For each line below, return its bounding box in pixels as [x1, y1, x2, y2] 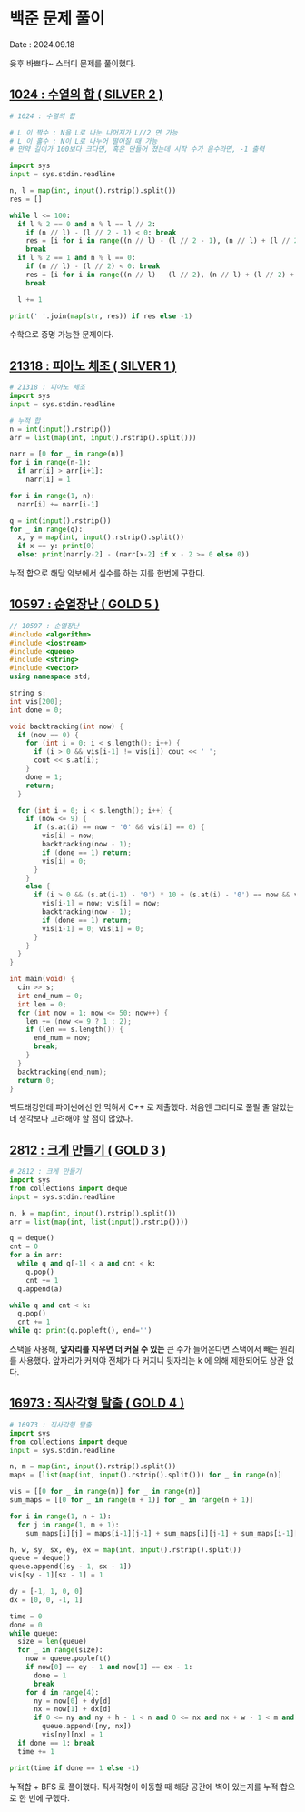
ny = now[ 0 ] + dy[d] [33, 1697, 112, 1706]
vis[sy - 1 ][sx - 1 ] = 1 [9, 1570, 103, 1580]
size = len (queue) [17, 1637, 88, 1647]
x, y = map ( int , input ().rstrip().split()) [17, 533, 184, 542]
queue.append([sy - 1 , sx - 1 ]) [9, 1562, 132, 1571]
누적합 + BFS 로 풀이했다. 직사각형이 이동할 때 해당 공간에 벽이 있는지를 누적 [9, 1781, 279, 1792]
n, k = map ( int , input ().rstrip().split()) [9, 1208, 177, 1218]
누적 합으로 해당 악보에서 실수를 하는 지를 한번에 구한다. [9, 567, 206, 578]
